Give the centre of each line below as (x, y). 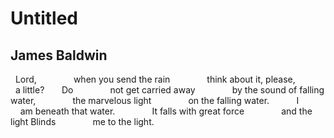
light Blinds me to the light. (82, 121)
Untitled (44, 18)
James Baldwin (59, 55)
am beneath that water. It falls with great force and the (166, 111)
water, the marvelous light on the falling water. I (155, 100)
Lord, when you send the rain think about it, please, (155, 79)
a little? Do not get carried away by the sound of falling (169, 90)
